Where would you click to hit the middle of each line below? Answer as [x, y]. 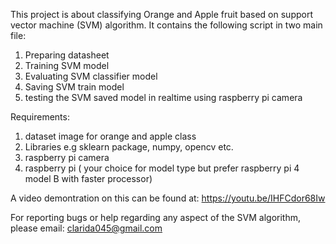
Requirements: [40, 117]
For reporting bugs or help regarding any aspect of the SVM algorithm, [156, 217]
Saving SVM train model [74, 87]
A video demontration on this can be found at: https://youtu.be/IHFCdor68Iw [168, 198]
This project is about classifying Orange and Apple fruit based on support [161, 14]
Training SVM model [67, 65]
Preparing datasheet [67, 55]
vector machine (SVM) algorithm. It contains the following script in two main [166, 25]
